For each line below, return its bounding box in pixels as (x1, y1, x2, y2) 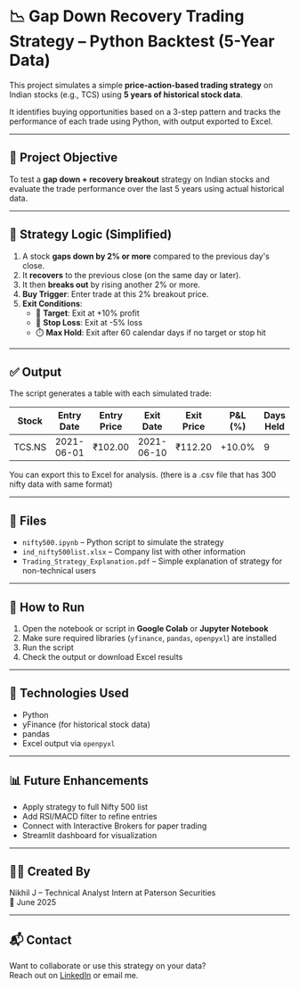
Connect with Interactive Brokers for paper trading (21, 820, 207, 831)
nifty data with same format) (9, 479, 113, 490)
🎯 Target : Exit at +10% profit (35, 308, 140, 318)
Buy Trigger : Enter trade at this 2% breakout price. (21, 288, 209, 299)
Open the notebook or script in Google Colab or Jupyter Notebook (21, 623, 269, 633)
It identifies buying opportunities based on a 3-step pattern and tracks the (9, 106, 281, 117)
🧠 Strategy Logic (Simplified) (9, 227, 172, 243)
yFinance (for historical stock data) (21, 719, 151, 729)
